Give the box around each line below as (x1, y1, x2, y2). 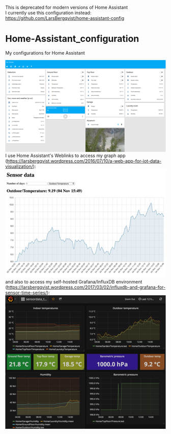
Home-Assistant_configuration (5, 33, 139, 45)
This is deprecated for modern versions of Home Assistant (5, 5, 128, 10)
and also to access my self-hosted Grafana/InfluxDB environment (5, 278, 142, 285)
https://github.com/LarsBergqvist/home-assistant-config (5, 15, 125, 21)
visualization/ (5, 163, 33, 169)
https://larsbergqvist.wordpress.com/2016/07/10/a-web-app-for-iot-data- (7, 158, 162, 164)
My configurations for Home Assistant (5, 49, 85, 56)
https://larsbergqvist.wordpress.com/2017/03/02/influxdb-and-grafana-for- (7, 284, 166, 290)
